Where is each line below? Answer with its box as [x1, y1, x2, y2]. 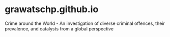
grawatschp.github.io [5, 4, 99, 15]
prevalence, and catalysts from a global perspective [5, 25, 114, 31]
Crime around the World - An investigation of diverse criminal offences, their [5, 20, 165, 26]
